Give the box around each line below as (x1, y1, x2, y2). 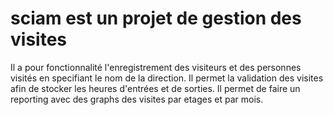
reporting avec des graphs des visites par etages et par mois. (10, 93, 264, 105)
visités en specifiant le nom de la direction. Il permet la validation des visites (10, 72, 324, 84)
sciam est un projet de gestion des (10, 7, 302, 30)
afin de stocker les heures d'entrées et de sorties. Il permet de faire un (10, 82, 301, 94)
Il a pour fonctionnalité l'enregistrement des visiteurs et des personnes (10, 61, 302, 73)
